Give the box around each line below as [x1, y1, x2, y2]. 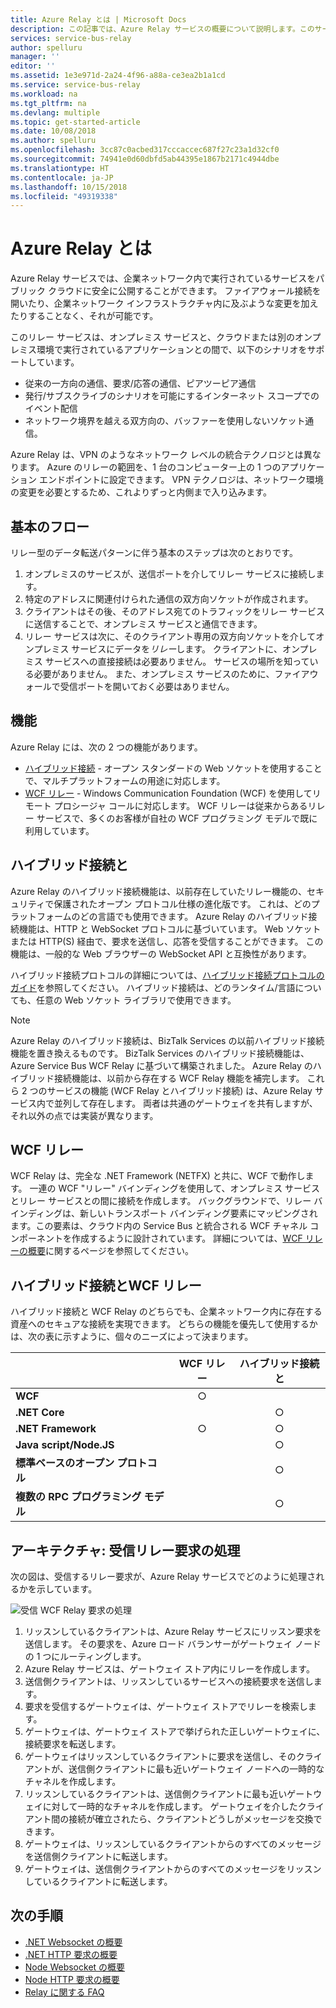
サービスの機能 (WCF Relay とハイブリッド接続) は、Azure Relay [46, 1084, 313, 1096]
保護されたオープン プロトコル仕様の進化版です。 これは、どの [53, 897, 312, 910]
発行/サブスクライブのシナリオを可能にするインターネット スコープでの [24, 390, 320, 402]
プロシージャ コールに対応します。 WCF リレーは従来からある [53, 799, 308, 811]
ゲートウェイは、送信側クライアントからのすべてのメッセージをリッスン [24, 1863, 322, 1875]
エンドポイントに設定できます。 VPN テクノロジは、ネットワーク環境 [38, 474, 324, 486]
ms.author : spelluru [10, 136, 97, 146]
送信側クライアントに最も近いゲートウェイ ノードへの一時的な [68, 1763, 325, 1775]
